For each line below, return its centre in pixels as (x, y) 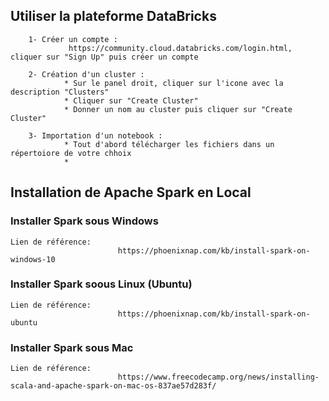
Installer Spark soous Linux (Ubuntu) (101, 284)
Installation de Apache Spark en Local (131, 192)
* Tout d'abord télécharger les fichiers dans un (169, 144)
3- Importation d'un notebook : (95, 135)
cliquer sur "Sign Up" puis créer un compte (104, 57)
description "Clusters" (60, 92)
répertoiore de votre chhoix (71, 153)
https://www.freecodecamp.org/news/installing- (218, 377)
